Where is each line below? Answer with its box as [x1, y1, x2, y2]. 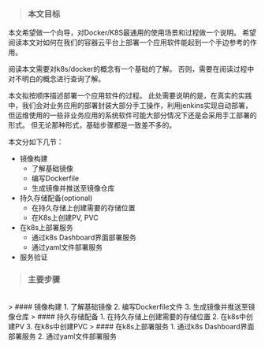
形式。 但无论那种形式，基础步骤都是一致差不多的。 [8, 121, 176, 130]
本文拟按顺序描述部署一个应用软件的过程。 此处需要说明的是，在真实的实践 [8, 91, 252, 101]
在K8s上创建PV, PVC [31, 213, 99, 223]
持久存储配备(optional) [19, 193, 93, 203]
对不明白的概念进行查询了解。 [8, 74, 105, 84]
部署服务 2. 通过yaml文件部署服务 [8, 331, 117, 341]
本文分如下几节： [8, 137, 64, 147]
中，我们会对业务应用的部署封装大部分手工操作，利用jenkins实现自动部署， [8, 101, 252, 110]
